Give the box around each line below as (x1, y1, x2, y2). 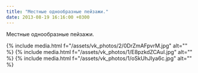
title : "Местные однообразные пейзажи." (6, 8, 109, 15)
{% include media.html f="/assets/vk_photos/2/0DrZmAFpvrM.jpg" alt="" (6, 42, 188, 49)
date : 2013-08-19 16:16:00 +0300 (6, 14, 90, 20)
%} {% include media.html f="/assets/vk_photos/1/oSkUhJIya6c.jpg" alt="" (6, 55, 192, 62)
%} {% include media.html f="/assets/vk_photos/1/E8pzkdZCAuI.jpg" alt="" (6, 48, 193, 55)
